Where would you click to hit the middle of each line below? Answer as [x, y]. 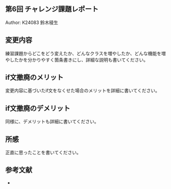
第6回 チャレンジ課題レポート [52, 9]
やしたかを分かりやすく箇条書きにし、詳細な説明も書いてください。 [77, 60]
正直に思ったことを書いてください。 [43, 153]
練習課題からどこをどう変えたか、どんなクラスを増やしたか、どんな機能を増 [86, 53]
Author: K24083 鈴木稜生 [32, 22]
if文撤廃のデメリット [38, 108]
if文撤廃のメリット [34, 77]
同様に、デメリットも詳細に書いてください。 [52, 122]
